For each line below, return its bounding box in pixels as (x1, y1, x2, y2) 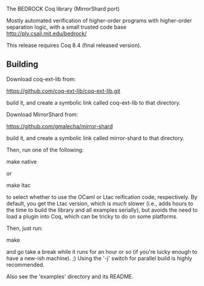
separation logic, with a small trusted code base (6, 24, 127, 30)
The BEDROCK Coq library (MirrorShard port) (6, 5, 120, 12)
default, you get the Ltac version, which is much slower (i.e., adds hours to (6, 200, 194, 207)
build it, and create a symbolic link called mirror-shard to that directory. (6, 134, 185, 142)
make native (6, 158, 37, 165)
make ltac (6, 181, 31, 189)
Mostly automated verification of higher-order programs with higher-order (6, 17, 192, 24)
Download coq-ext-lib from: (6, 75, 76, 83)
